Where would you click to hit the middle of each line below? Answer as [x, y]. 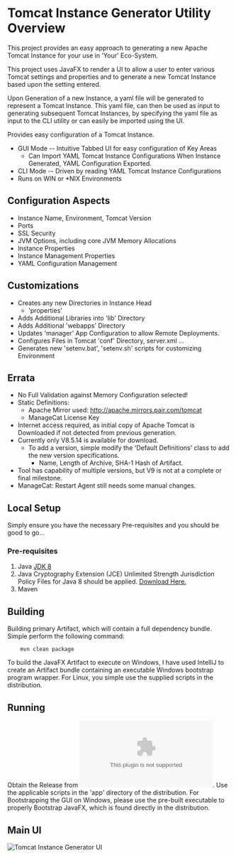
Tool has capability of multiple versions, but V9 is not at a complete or [119, 471]
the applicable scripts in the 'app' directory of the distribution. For [103, 793]
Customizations [43, 286]
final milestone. [40, 478]
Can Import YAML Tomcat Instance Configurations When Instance [124, 156]
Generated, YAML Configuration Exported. [90, 163]
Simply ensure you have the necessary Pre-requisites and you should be [113, 525]
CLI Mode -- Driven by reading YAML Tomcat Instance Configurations [119, 171]
